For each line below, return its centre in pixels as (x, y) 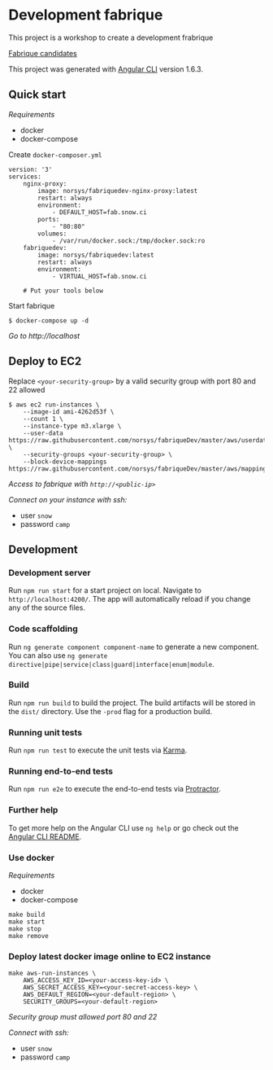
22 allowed (27, 389)
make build (27, 915)
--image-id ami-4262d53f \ (69, 412)
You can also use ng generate (58, 655)
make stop (25, 929)
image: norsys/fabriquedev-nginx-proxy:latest (118, 191)
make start (27, 922)
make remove (28, 936)
